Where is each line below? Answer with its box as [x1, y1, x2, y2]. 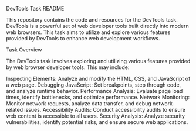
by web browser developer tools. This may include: [6, 64, 130, 71]
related [6, 106, 23, 113]
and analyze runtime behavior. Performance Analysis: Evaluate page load [6, 88, 183, 94]
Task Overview [6, 46, 42, 53]
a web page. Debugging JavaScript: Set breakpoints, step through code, [6, 81, 181, 88]
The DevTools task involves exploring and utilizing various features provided [6, 58, 191, 64]
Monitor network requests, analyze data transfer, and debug [6, 100, 151, 107]
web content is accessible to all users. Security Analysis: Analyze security [6, 112, 185, 119]
